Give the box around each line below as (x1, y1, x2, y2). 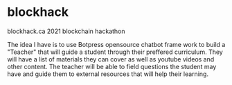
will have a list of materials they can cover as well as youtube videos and (7, 55, 215, 63)
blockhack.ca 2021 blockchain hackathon (7, 27, 126, 35)
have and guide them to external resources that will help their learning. (7, 70, 209, 78)
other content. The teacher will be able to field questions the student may (7, 62, 217, 70)
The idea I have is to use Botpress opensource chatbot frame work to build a (7, 40, 226, 48)
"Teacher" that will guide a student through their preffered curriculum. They (7, 48, 223, 56)
